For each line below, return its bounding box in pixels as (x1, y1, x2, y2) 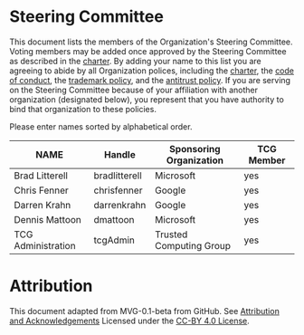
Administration (14, 239, 76, 252)
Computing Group (155, 239, 232, 252)
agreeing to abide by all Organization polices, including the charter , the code (9, 65, 295, 76)
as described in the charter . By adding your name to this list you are (9, 55, 261, 66)
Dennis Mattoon (14, 213, 81, 225)
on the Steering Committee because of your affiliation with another (9, 84, 258, 95)
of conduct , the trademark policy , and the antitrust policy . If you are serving (9, 74, 291, 85)
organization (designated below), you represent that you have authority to (9, 93, 285, 105)
